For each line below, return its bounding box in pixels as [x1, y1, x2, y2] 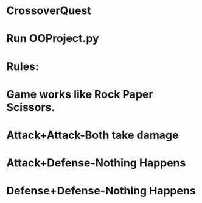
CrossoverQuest [6, 4, 91, 18]
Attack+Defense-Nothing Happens [6, 156, 186, 170]
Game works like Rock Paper [6, 87, 153, 101]
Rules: [6, 59, 40, 73]
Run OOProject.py [6, 32, 99, 46]
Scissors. [6, 100, 55, 114]
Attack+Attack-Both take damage [6, 128, 179, 142]
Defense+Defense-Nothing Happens [6, 184, 196, 198]
